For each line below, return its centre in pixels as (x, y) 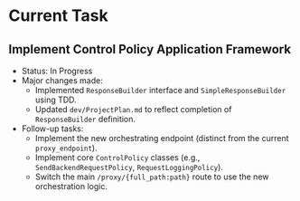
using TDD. (56, 100)
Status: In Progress (57, 71)
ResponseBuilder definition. (85, 119)
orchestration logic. (71, 186)
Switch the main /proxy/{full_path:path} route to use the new (152, 177)
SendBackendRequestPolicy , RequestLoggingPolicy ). (129, 167)
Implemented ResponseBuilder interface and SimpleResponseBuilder (160, 90)
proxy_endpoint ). (66, 148)
